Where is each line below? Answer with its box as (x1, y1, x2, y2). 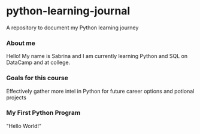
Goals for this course (6, 74, 69, 82)
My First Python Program (6, 109, 81, 117)
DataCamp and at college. (6, 59, 71, 66)
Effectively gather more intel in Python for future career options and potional (6, 87, 195, 95)
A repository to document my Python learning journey (6, 24, 139, 31)
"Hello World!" (6, 122, 42, 129)
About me (6, 39, 36, 47)
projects (6, 94, 27, 101)
